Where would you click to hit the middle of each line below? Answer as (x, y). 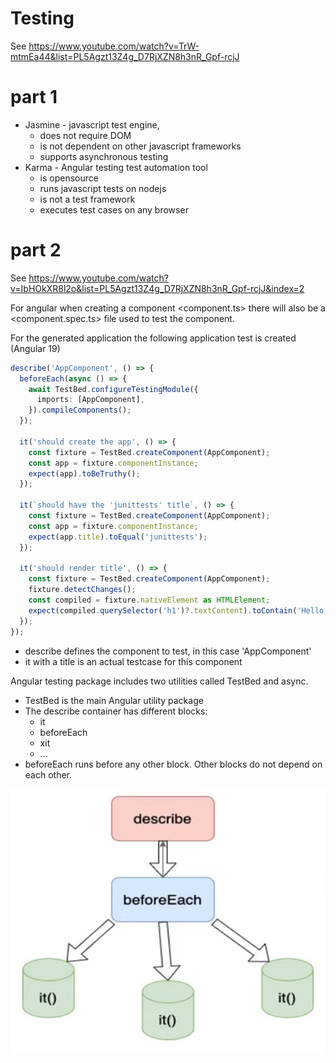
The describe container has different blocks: (116, 711)
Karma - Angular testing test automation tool (116, 167)
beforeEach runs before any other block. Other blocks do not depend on (173, 764)
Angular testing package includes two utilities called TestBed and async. (159, 681)
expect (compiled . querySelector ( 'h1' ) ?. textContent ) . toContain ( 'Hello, (178, 610)
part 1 (34, 97)
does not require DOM (85, 135)
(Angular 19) (35, 348)
